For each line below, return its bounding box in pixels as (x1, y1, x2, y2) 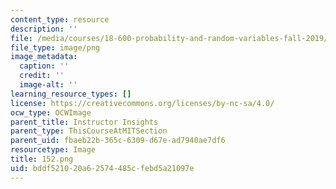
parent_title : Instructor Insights (10, 117, 159, 127)
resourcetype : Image (10, 145, 97, 155)
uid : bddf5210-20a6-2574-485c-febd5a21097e (10, 163, 195, 173)
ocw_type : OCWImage (10, 107, 92, 118)
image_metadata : (10, 52, 78, 62)
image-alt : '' (19, 80, 78, 90)
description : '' (10, 24, 78, 34)
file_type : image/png (10, 42, 101, 53)
